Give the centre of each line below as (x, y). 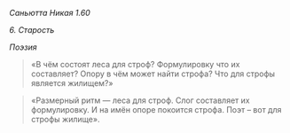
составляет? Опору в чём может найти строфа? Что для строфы (153, 74)
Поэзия (23, 47)
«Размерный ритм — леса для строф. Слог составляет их (140, 100)
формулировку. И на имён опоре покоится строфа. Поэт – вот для (156, 110)
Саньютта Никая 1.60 (50, 13)
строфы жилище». (65, 119)
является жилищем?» (72, 83)
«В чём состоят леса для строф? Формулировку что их (135, 64)
